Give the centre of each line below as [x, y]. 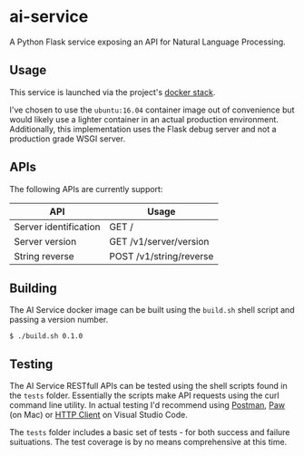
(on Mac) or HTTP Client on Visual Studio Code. [98, 415]
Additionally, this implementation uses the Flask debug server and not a [143, 129]
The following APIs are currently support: [86, 189]
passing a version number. [59, 320]
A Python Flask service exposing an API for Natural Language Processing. [147, 42]
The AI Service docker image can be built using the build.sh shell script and [152, 310]
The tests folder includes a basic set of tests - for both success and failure [150, 432]
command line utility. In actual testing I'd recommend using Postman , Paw [147, 405]
